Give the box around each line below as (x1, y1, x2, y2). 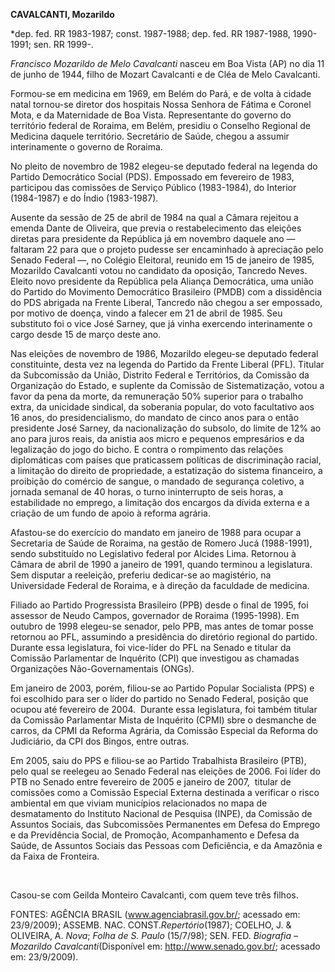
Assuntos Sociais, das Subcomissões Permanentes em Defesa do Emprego (10, 819, 321, 830)
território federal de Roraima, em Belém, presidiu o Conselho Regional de (10, 120, 311, 131)
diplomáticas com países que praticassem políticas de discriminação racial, (10, 454, 322, 466)
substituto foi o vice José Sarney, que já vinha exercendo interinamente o (10, 318, 313, 329)
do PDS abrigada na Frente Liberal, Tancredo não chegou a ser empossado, (10, 297, 323, 308)
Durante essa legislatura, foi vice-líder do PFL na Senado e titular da (10, 642, 292, 653)
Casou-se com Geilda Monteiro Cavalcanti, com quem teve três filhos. (10, 889, 299, 901)
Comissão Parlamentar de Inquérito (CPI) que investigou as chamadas (10, 652, 300, 664)
